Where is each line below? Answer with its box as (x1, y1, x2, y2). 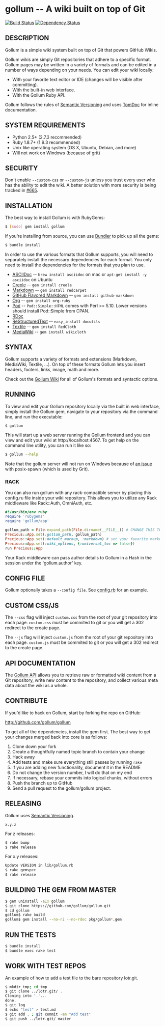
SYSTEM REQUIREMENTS (5, 121, 85, 130)
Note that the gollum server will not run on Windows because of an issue (5, 461, 152, 467)
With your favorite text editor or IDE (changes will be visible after (12, 76, 143, 82)
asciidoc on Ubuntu (12, 277, 53, 282)
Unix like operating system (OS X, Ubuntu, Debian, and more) (12, 144, 137, 150)
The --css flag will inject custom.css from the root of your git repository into (5, 614, 158, 620)
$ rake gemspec (5, 868, 36, 873)
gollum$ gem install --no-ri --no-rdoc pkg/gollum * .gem (5, 917, 122, 922)
